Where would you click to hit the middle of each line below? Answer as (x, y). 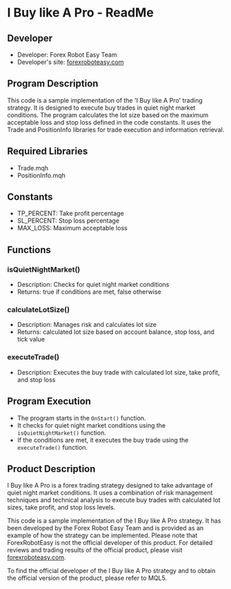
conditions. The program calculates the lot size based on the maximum (108, 114)
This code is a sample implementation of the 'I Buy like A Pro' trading (105, 100)
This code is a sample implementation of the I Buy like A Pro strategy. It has (114, 521)
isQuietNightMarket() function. (62, 432)
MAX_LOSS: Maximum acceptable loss (72, 228)
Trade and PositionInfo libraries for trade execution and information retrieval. (116, 130)
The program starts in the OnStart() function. (81, 418)
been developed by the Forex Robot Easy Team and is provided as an (106, 528)
